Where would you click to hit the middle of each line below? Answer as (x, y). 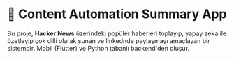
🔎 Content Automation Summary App (117, 14)
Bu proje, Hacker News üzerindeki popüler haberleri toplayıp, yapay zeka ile (117, 33)
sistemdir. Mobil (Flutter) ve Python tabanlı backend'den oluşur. (98, 48)
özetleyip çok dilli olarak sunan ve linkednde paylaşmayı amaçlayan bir (109, 40)
